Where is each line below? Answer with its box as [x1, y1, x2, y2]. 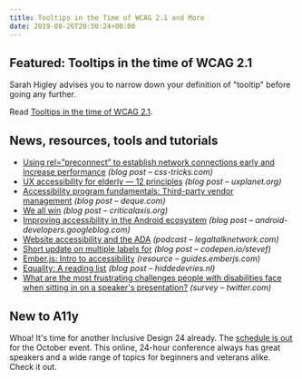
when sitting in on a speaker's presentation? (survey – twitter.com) [22, 282, 272, 293]
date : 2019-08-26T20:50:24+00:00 [9, 22, 136, 31]
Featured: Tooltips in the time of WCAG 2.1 [9, 55, 253, 71]
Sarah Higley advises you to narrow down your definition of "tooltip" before [9, 79, 291, 91]
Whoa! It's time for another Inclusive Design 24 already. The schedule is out [9, 332, 293, 343]
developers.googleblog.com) [22, 224, 132, 236]
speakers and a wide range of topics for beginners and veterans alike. [9, 351, 271, 363]
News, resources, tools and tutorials [9, 132, 219, 148]
